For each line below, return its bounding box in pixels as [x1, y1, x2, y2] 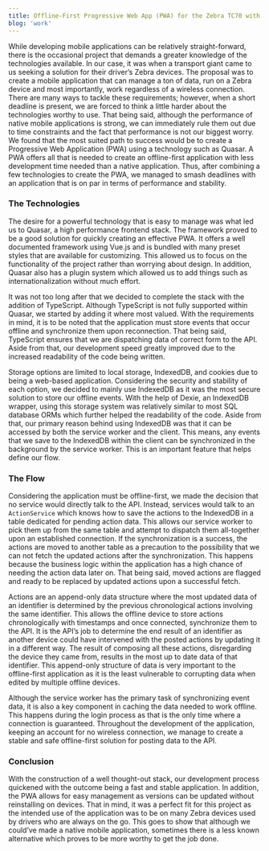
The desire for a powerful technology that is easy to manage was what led [8, 216, 255, 226]
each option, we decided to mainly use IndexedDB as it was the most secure [8, 384, 261, 394]
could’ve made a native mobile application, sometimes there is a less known [8, 825, 259, 835]
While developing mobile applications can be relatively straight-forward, [8, 41, 247, 51]
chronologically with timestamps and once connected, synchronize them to [8, 618, 258, 627]
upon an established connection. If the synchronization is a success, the [8, 534, 247, 544]
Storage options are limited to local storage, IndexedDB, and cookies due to [8, 367, 259, 376]
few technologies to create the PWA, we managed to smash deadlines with [8, 170, 256, 179]
